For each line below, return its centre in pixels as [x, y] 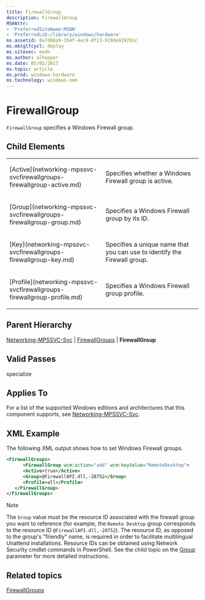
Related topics [34, 575]
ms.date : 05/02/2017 [33, 63]
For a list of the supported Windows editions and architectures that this [95, 408]
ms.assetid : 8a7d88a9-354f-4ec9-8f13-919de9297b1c [72, 40]
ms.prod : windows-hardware [41, 75]
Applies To [27, 393]
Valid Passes [31, 359]
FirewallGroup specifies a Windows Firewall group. [70, 128]
